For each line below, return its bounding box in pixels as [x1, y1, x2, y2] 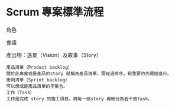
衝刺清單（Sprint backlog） [6, 77, 70, 83]
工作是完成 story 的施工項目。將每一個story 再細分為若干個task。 [6, 96, 153, 101]
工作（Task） [6, 90, 35, 96]
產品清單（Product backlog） [6, 64, 73, 70]
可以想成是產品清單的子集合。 [6, 83, 68, 89]
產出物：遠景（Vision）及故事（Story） [6, 51, 102, 58]
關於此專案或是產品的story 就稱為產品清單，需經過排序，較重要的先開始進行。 [6, 71, 172, 77]
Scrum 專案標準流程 [6, 5, 104, 19]
